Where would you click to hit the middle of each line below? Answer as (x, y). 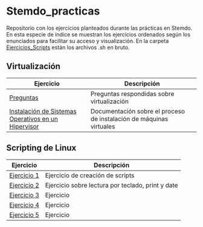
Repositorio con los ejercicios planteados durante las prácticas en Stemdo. (99, 28)
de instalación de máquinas (129, 118)
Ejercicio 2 (24, 185)
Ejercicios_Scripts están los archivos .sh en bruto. (68, 47)
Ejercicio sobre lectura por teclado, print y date (111, 185)
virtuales (103, 126)
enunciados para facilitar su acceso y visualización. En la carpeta (88, 41)
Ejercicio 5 (24, 215)
